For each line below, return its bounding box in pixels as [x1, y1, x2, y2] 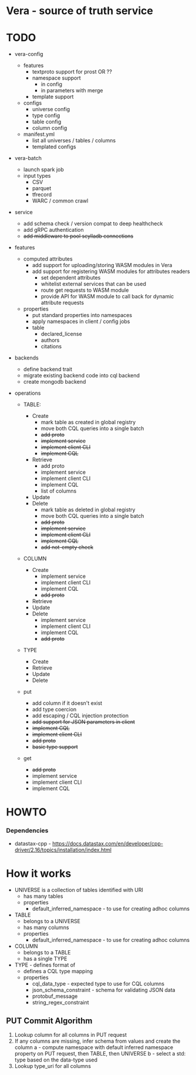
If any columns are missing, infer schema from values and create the [14, 1037, 181, 1045]
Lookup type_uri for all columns [14, 1063, 91, 1070]
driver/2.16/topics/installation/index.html [14, 846, 111, 853]
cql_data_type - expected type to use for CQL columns [32, 980, 165, 987]
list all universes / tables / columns [32, 137, 116, 144]
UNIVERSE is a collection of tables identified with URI [14, 886, 144, 893]
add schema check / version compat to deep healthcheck [23, 220, 163, 227]
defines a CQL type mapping [23, 967, 93, 974]
